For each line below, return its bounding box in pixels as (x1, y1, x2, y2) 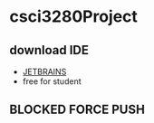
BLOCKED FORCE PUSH (9, 102, 145, 118)
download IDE (9, 43, 89, 58)
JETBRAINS (22, 66, 67, 77)
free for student (22, 76, 82, 87)
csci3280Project (9, 6, 139, 27)
